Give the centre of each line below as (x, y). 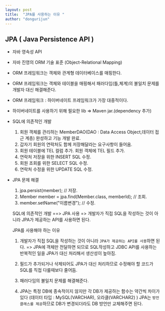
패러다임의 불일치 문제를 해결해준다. (54, 281)
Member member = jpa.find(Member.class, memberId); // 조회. (83, 197)
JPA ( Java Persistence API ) (50, 39)
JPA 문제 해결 (26, 180)
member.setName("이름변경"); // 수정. (57, 203)
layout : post (19, 10)
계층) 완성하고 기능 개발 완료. (53, 138)
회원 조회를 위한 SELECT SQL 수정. (54, 163)
